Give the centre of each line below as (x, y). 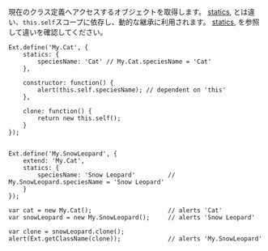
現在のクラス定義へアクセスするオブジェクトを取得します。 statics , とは (128, 12)
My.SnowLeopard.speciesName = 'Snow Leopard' (86, 182)
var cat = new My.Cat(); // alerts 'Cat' (115, 211)
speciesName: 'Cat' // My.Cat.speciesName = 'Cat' (125, 62)
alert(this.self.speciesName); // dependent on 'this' (132, 90)
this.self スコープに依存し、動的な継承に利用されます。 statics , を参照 (141, 22)
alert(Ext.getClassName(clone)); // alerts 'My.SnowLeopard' (136, 239)
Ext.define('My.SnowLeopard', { (63, 154)
